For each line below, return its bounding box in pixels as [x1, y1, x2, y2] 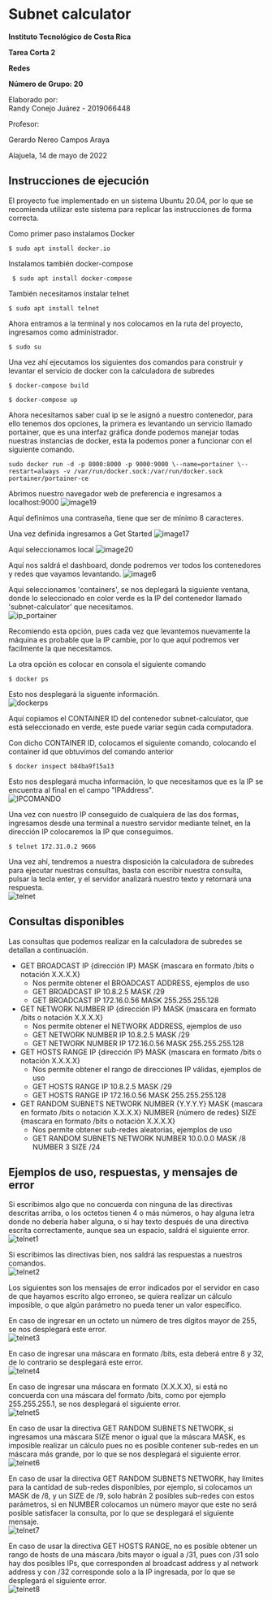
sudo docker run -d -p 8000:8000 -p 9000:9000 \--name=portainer [8, 460, 234, 468]
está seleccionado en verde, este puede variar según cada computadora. [8, 722, 254, 732]
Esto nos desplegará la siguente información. [8, 689, 160, 699]
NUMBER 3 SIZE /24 [32, 1142, 101, 1152]
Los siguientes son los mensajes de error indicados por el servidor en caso [8, 1283, 260, 1292]
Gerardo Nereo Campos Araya [8, 135, 110, 145]
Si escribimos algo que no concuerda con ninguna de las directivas [8, 1200, 233, 1209]
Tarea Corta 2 [8, 47, 56, 57]
